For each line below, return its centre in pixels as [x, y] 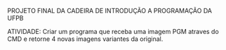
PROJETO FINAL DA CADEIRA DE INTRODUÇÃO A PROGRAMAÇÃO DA [110, 11]
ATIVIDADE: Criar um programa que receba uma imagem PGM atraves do [113, 32]
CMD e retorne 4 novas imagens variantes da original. [85, 39]
